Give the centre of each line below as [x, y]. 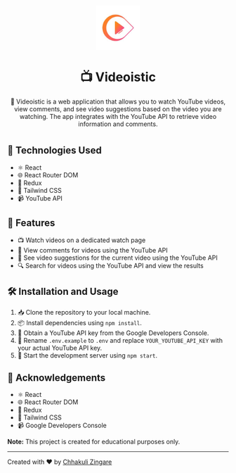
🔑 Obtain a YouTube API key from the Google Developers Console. [113, 333]
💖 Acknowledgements [57, 378]
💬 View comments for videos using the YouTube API [93, 251]
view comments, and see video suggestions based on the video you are [118, 109]
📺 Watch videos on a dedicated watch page [81, 240]
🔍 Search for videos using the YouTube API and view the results [110, 266]
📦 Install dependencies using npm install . [80, 323]
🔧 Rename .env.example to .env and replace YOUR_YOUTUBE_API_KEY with [120, 341]
